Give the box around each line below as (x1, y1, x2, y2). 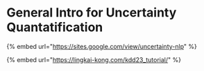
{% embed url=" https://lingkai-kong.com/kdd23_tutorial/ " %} (6, 55, 182, 63)
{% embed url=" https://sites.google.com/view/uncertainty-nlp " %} (6, 42, 197, 50)
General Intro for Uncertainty (6, 5, 177, 21)
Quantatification (6, 19, 103, 35)
